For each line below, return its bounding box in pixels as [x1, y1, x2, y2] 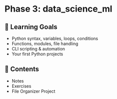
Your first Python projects [11, 51, 63, 57]
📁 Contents [4, 65, 39, 73]
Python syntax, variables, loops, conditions [11, 35, 98, 41]
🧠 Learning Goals [4, 23, 58, 31]
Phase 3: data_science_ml [4, 3, 113, 15]
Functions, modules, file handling [11, 41, 78, 47]
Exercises [11, 83, 32, 89]
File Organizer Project [11, 88, 56, 94]
